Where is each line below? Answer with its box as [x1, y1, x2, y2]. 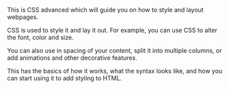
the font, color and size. [7, 33, 74, 41]
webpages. [7, 13, 39, 21]
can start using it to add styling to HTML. [7, 74, 122, 82]
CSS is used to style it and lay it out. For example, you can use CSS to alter [7, 26, 217, 34]
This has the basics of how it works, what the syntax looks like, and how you [7, 67, 223, 75]
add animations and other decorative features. [7, 54, 138, 62]
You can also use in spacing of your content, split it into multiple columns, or [7, 47, 222, 54]
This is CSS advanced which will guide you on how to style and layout [7, 6, 204, 14]
